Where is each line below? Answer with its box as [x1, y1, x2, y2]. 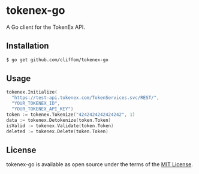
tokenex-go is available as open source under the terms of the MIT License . [6, 161, 193, 168]
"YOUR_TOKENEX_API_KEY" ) [11, 106, 74, 112]
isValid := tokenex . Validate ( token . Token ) [6, 122, 114, 129]
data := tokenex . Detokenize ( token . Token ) [6, 117, 111, 123]
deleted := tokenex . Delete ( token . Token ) [6, 128, 109, 134]
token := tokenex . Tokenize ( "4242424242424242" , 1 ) [6, 112, 135, 118]
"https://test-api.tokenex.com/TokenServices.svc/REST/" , [11, 95, 160, 101]
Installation [6, 41, 49, 51]
